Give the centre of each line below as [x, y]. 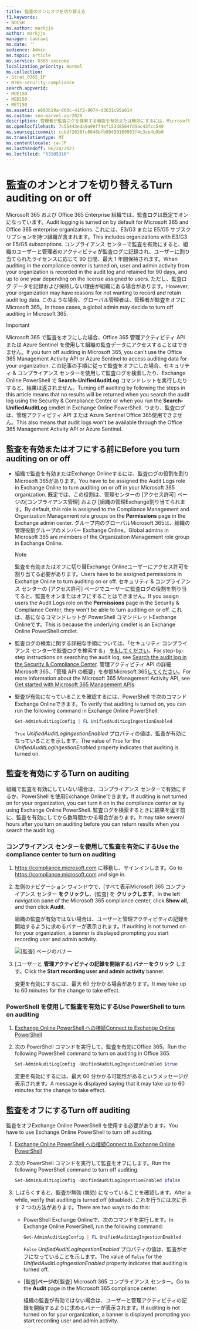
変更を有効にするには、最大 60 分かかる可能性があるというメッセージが [101, 1076]
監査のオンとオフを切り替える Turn [89, 185]
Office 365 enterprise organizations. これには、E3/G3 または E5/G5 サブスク [98, 230]
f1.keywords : [22, 17]
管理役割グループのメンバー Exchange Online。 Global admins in [91, 530]
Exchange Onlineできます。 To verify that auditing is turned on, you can [100, 704]
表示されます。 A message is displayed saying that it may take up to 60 [99, 1084]
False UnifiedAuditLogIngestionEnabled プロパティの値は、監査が [103, 1249]
